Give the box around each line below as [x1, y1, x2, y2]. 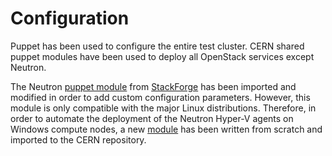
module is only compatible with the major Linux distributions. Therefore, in [10, 102, 317, 114]
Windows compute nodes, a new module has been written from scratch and [10, 123, 323, 135]
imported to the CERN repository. [10, 133, 147, 146]
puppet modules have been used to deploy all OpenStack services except [10, 50, 315, 62]
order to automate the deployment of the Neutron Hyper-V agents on [10, 112, 294, 124]
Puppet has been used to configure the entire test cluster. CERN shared [10, 40, 305, 52]
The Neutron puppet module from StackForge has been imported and [10, 80, 297, 92]
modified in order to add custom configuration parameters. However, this [10, 91, 311, 103]
